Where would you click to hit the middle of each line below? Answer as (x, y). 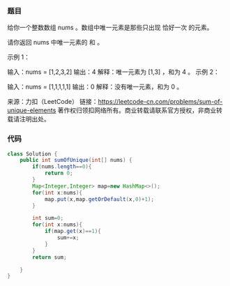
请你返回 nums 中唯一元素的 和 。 (55, 43)
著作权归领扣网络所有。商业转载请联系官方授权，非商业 (137, 110)
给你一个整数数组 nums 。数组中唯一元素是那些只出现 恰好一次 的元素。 (110, 28)
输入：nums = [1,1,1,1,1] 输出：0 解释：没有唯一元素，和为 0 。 (95, 87)
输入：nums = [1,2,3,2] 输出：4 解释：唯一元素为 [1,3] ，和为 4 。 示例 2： (113, 72)
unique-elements (32, 110)
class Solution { (32, 154)
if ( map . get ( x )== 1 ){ (72, 232)
